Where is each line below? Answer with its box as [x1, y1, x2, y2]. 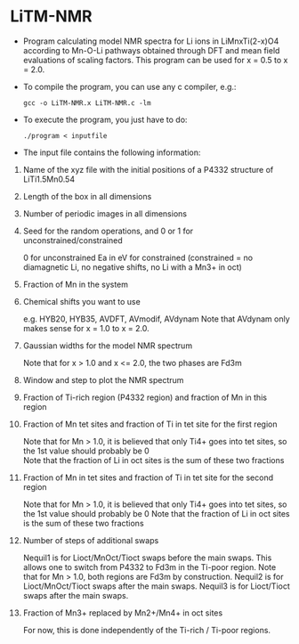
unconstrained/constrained [22, 234, 123, 246]
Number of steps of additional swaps [22, 534, 159, 545]
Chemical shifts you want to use [22, 296, 141, 306]
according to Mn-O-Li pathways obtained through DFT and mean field [22, 45, 280, 55]
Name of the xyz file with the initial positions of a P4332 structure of [22, 164, 274, 175]
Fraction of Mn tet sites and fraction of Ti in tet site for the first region [22, 419, 278, 429]
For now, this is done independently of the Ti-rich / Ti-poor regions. [22, 624, 271, 635]
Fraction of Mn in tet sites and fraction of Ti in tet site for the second [22, 472, 274, 483]
